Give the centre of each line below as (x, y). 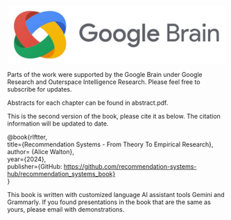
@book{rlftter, (27, 137)
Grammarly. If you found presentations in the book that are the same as (109, 202)
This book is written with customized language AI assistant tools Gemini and (116, 194)
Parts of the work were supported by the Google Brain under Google (105, 74)
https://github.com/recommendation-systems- (130, 166)
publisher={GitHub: (35, 166)
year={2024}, (27, 159)
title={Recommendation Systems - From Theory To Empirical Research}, (110, 144)
